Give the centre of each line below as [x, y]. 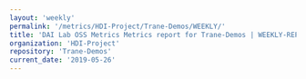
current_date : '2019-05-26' [63, 60]
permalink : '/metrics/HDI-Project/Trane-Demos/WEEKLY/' [117, 26]
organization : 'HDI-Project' [65, 43]
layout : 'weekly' [42, 18]
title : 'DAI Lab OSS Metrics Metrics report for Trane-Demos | [132, 35]
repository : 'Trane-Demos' [61, 52]
